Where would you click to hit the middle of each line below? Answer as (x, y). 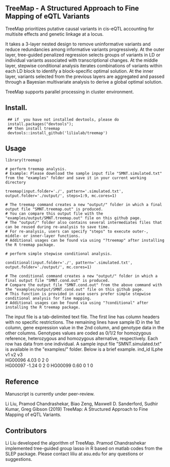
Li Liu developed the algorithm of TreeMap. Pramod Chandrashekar (76, 443)
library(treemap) (24, 160)
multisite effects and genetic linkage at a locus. (55, 34)
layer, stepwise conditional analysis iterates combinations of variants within (84, 65)
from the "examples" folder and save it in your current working (76, 178)
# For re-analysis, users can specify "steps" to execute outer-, (77, 231)
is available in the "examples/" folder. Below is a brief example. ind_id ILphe (84, 349)
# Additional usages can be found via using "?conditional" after (77, 303)
